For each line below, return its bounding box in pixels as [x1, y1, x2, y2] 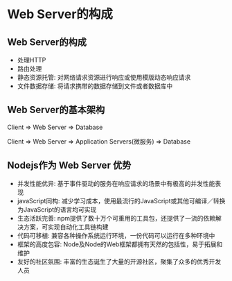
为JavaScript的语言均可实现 [17, 205, 97, 214]
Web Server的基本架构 [7, 104, 105, 116]
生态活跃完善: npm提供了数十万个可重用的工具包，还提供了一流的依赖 [17, 214, 216, 222]
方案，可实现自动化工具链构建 [23, 223, 109, 231]
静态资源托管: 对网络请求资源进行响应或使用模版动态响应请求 [17, 74, 191, 81]
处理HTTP [17, 56, 46, 64]
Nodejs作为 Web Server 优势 [7, 160, 132, 171]
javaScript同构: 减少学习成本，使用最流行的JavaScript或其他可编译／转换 [17, 196, 226, 205]
